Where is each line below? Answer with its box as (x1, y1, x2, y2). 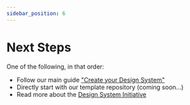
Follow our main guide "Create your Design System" (16, 75, 165, 84)
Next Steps (6, 39, 72, 55)
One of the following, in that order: (6, 62, 104, 71)
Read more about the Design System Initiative (16, 90, 146, 98)
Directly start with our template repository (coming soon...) (16, 83, 184, 91)
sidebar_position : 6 (6, 10, 66, 17)
